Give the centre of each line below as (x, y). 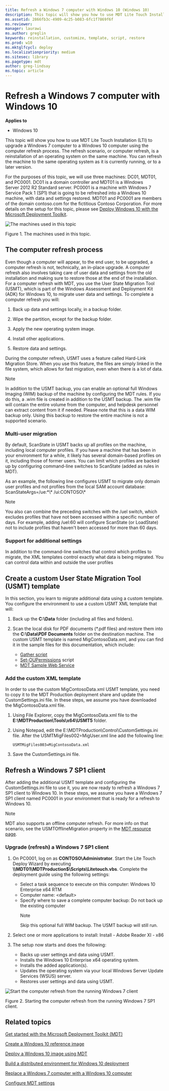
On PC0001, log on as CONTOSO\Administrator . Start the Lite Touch (84, 858)
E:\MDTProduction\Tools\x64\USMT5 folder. (60, 720)
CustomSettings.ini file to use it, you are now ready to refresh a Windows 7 (82, 788)
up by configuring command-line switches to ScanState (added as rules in (82, 466)
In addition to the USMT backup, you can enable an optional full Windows (81, 388)
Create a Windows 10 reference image (45, 1044)
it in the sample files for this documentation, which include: (73, 645)
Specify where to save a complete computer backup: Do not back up (91, 900)
